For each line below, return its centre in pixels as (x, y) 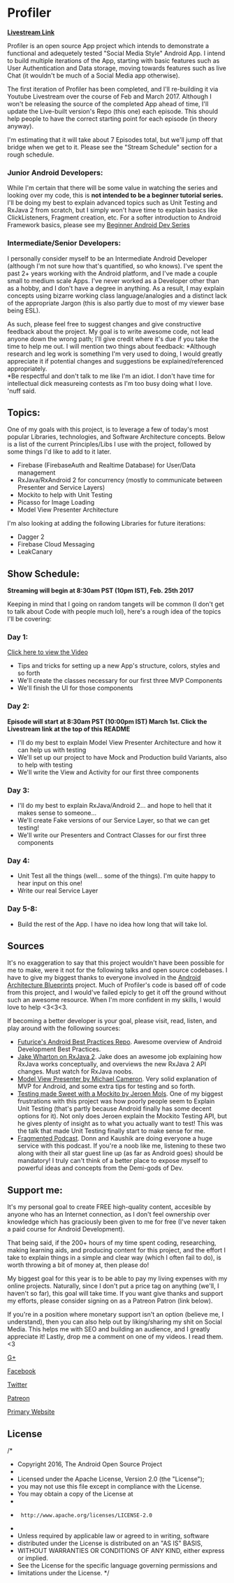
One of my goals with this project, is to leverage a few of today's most (108, 429)
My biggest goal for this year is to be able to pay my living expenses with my (117, 1279)
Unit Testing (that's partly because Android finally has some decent (114, 1108)
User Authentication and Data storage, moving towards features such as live (117, 68)
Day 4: (19, 860)
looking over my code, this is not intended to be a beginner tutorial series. (115, 195)
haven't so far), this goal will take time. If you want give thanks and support (115, 1294)
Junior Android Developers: (55, 173)
